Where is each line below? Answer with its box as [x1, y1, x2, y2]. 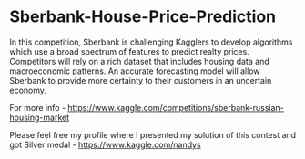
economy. [9, 84, 47, 95]
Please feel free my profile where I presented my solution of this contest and [9, 129, 297, 140]
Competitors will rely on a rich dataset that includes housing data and [9, 55, 270, 66]
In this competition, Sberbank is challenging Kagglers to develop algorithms [9, 36, 293, 47]
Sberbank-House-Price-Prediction [9, 6, 277, 27]
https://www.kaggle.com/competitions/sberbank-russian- [67, 102, 284, 113]
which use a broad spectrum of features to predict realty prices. [9, 45, 250, 56]
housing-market [9, 112, 70, 123]
